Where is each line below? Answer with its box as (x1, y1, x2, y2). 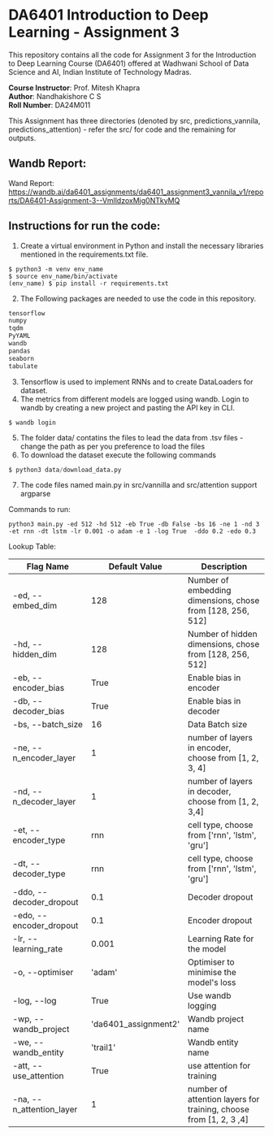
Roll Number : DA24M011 (8, 100, 91, 110)
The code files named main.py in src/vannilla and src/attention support (19, 480, 258, 490)
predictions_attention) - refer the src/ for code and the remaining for (8, 124, 236, 134)
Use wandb (188, 990, 232, 1001)
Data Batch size (188, 719, 248, 731)
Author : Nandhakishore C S (8, 91, 102, 101)
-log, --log (12, 995, 57, 1007)
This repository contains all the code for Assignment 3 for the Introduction (8, 50, 257, 59)
